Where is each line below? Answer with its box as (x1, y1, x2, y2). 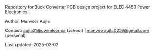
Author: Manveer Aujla (5, 19, 50, 24)
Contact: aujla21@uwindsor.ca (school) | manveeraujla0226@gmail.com (5, 28, 149, 33)
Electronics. (5, 9, 29, 15)
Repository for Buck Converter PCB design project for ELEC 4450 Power (5, 4, 150, 10)
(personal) (5, 33, 26, 38)
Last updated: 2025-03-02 (5, 42, 59, 47)
